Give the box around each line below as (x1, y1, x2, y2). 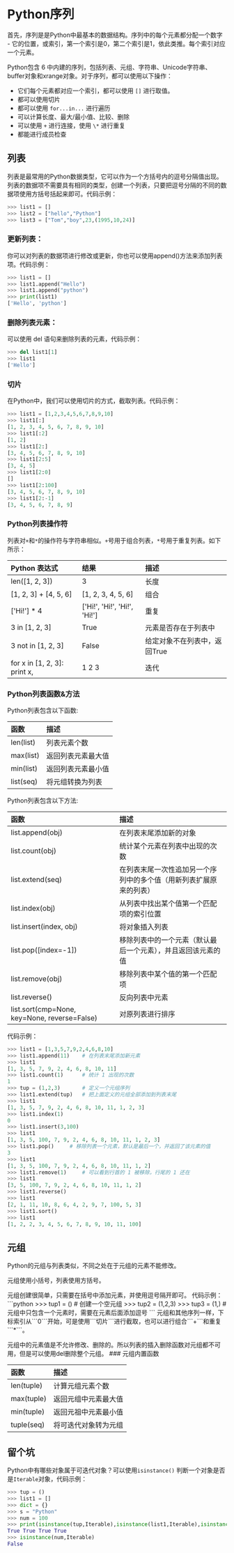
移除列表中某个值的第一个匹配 (119, 969, 217, 979)
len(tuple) (10, 1381, 43, 1391)
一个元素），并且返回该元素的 (126, 945, 221, 955)
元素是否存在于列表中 (145, 623, 215, 633)
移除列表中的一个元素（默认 (119, 935, 210, 945)
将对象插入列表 (119, 922, 169, 932)
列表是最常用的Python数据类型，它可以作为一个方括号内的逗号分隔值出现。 (7, 172, 223, 180)
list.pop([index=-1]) (10, 945, 77, 955)
